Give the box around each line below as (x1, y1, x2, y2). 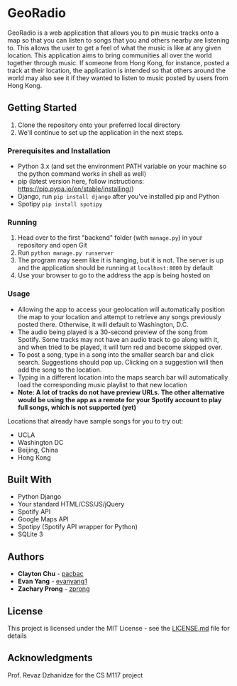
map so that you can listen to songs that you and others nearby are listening (7, 35, 230, 44)
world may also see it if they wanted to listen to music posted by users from (7, 73, 228, 82)
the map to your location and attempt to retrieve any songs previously (17, 312, 221, 321)
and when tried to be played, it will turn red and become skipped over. (17, 343, 223, 351)
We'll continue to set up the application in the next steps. (17, 128, 184, 136)
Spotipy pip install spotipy (17, 200, 103, 209)
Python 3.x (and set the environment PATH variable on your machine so (17, 162, 227, 171)
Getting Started (7, 101, 77, 114)
